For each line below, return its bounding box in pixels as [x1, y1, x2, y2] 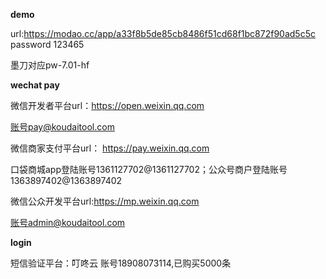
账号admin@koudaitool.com [10, 217, 126, 228]
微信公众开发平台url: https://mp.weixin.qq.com [10, 195, 200, 207]
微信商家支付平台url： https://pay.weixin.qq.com [10, 142, 210, 154]
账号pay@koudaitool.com [10, 121, 115, 133]
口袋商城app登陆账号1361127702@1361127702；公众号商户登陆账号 [10, 164, 288, 175]
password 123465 [10, 39, 85, 50]
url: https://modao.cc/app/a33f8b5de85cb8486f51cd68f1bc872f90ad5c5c [10, 28, 316, 39]
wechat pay [10, 79, 60, 91]
